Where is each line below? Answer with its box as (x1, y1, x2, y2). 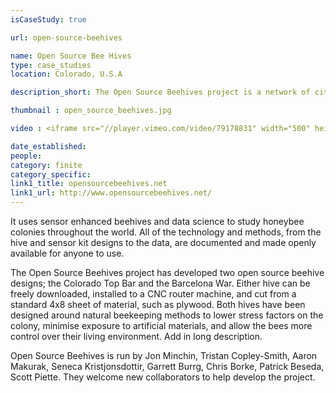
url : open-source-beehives (10, 32, 123, 43)
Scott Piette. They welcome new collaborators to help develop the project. (10, 371, 316, 383)
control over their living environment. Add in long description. (10, 331, 263, 342)
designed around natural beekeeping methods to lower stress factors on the (10, 309, 324, 321)
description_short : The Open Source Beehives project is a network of (10, 87, 311, 98)
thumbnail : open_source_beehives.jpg (10, 106, 172, 116)
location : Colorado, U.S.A (10, 69, 123, 80)
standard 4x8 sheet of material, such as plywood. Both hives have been (10, 299, 306, 310)
